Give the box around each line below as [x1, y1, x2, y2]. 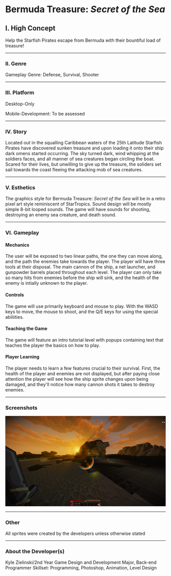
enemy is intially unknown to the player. [5, 280, 88, 286]
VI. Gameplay [5, 229, 39, 236]
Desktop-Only [5, 101, 35, 107]
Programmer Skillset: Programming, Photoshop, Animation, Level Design [5, 565, 157, 571]
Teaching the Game [5, 325, 47, 331]
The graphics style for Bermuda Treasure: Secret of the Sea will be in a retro [5, 196, 165, 202]
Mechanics [5, 241, 30, 248]
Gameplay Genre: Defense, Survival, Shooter [5, 72, 99, 78]
